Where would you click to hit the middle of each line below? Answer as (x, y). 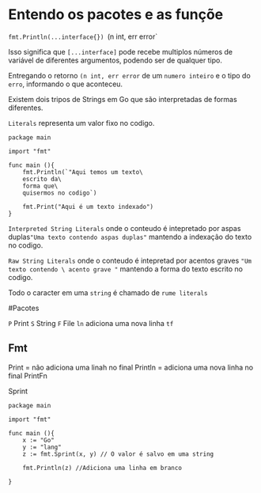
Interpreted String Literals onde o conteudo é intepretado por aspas (125, 228)
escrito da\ (42, 179)
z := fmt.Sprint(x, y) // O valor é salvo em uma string (118, 454)
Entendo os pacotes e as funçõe (116, 15)
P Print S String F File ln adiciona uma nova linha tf (91, 323)
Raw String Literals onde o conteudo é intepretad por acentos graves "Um (130, 260)
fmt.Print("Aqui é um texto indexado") (88, 207)
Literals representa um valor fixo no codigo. (81, 123)
